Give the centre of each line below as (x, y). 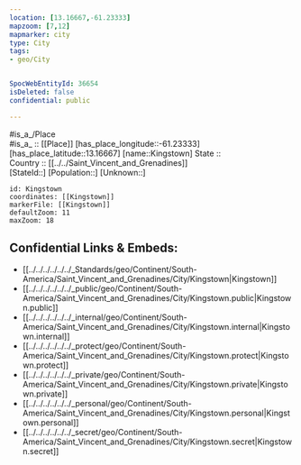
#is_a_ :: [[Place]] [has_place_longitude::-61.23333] (105, 143)
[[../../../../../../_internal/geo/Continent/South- (105, 317)
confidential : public (50, 100)
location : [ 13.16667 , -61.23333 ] (70, 18)
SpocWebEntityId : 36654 (54, 84)
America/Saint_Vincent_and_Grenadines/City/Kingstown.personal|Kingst (156, 413)
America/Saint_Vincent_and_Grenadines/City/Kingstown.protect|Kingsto (156, 356)
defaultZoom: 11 (40, 213)
